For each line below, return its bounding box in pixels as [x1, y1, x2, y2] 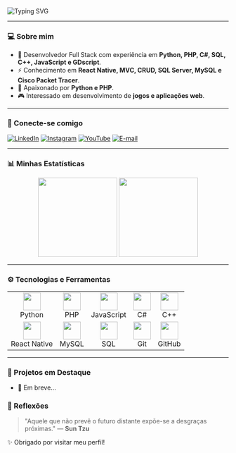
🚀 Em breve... [17, 383, 56, 392]
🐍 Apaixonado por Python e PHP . [17, 83, 114, 92]
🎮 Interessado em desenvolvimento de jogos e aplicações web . [17, 91, 205, 99]
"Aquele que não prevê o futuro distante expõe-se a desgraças [24, 417, 207, 426]
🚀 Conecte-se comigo [7, 118, 83, 128]
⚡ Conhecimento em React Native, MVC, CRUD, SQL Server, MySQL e [17, 66, 222, 74]
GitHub [157, 339, 181, 349]
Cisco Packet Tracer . [17, 75, 80, 85]
